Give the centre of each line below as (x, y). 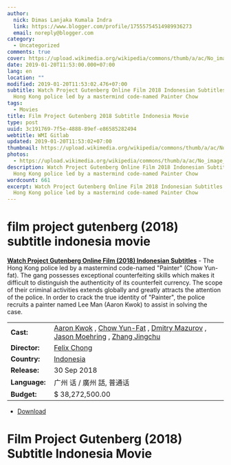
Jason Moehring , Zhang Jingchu (107, 337)
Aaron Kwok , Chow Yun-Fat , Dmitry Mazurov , (130, 328)
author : (18, 13)
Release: (25, 371)
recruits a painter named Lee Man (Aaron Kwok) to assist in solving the (107, 304)
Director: (25, 348)
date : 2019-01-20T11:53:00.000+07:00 (61, 65)
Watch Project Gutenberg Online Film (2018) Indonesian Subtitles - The (111, 261)
